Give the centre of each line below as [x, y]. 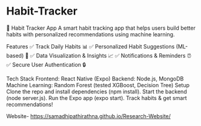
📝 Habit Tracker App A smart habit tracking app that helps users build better [101, 28]
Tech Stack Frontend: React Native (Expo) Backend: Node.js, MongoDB [95, 78]
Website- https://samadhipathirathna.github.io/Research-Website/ [89, 116]
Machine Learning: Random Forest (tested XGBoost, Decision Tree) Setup [98, 85]
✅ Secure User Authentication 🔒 [46, 64]
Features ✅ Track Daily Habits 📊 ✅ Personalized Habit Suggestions [91, 46]
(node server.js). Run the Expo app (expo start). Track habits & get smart [97, 98]
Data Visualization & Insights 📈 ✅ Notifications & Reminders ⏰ [114, 55]
